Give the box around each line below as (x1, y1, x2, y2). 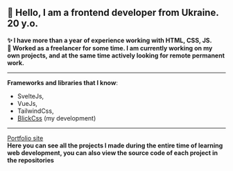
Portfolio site (7, 134, 44, 142)
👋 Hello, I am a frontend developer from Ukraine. (7, 7, 219, 19)
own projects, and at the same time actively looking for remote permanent (7, 51, 225, 60)
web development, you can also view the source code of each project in (7, 148, 218, 156)
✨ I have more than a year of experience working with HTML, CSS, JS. (7, 36, 212, 44)
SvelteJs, (17, 91, 44, 100)
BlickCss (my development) (17, 114, 96, 122)
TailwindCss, (17, 107, 54, 115)
